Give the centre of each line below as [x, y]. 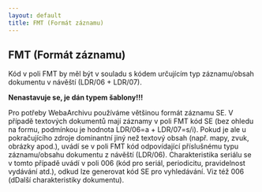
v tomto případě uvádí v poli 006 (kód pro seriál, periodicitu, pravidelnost [127, 164]
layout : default [35, 15]
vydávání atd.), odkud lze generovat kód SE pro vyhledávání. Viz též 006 [126, 171]
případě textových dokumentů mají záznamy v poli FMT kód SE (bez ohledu [131, 121]
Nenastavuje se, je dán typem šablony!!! [76, 98]
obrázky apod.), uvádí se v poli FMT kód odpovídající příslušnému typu [124, 146]
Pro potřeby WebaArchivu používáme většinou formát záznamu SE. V [121, 113]
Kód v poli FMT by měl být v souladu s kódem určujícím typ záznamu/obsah [131, 74]
